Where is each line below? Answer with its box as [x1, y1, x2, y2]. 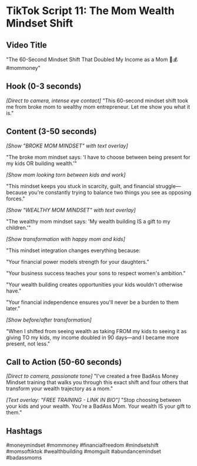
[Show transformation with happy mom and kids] [6, 235, 125, 242]
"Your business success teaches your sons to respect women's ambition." [6, 269, 186, 277]
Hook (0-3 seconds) [6, 81, 82, 92]
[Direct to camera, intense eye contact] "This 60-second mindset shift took [6, 97, 189, 104]
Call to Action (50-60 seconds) [6, 357, 122, 367]
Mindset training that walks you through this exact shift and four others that [6, 379, 189, 386]
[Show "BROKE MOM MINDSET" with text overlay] [6, 142, 128, 149]
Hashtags [6, 426, 42, 436]
